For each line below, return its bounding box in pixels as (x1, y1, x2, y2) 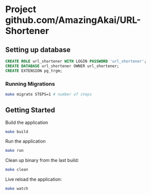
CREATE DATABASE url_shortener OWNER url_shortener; (5, 63, 119, 69)
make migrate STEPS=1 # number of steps (5, 91, 93, 97)
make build (5, 129, 28, 134)
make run (5, 148, 24, 153)
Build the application (5, 119, 48, 125)
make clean (5, 167, 28, 172)
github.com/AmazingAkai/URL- (5, 14, 141, 26)
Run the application (5, 138, 46, 144)
